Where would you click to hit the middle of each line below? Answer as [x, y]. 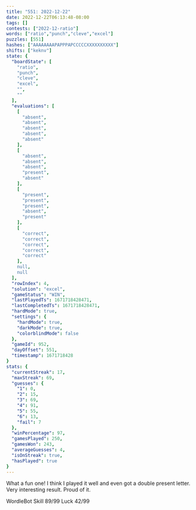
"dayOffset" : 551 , [35, 350]
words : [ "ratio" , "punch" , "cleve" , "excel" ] [60, 34]
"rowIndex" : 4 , [30, 283]
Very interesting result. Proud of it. [48, 490]
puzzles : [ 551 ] [25, 39]
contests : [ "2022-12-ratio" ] [42, 28]
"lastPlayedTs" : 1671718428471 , [52, 300]
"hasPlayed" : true [35, 461]
